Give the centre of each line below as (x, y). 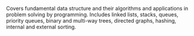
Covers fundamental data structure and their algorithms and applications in (97, 8)
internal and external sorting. (41, 27)
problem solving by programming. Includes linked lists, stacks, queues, (92, 15)
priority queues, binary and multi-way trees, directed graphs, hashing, (91, 21)
